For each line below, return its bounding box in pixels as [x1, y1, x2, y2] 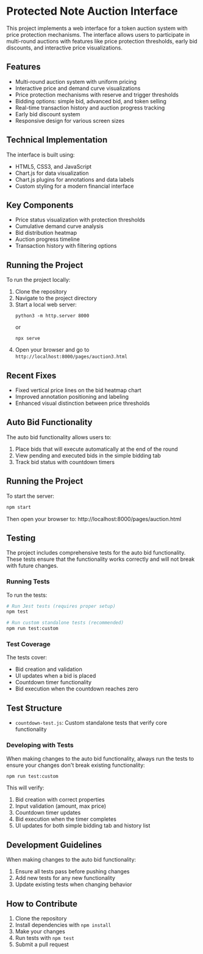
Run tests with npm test [15, 934, 74, 942]
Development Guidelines [6, 840, 102, 850]
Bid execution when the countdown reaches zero [15, 685, 138, 692]
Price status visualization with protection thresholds [15, 216, 145, 224]
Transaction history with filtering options [15, 242, 117, 250]
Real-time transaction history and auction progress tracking [15, 104, 165, 111]
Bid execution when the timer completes [15, 815, 117, 823]
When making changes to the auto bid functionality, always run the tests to [6, 755, 194, 762]
